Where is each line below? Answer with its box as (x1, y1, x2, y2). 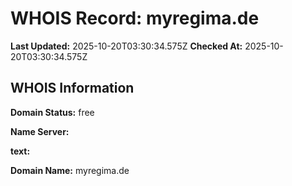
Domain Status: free (10, 106, 95, 118)
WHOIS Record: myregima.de (10, 7, 260, 30)
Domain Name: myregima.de (10, 164, 130, 176)
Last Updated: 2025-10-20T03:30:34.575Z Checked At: (10, 40, 243, 52)
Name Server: (10, 125, 70, 137)
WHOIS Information (10, 80, 135, 97)
